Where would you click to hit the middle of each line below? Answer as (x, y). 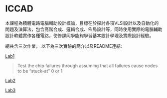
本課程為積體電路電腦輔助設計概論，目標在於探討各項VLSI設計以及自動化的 (82, 23)
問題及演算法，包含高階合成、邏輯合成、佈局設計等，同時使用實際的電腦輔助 (84, 29)
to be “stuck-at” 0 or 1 (40, 71)
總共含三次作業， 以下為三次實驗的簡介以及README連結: (64, 46)
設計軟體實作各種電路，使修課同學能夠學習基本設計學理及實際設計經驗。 (79, 35)
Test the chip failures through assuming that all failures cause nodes (87, 66)
